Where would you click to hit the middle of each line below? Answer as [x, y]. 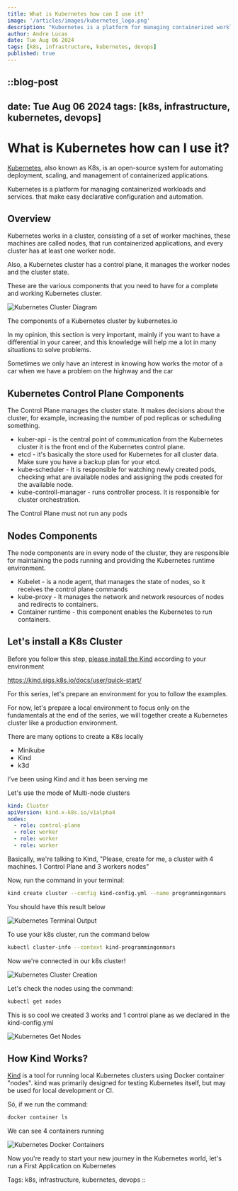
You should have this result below [57, 906]
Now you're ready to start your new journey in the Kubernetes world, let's [114, 1158]
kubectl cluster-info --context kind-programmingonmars [91, 947]
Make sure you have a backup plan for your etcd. [89, 462]
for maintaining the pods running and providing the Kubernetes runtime [111, 561]
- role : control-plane [47, 825]
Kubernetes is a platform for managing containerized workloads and [107, 189]
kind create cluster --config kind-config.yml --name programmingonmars [117, 893]
